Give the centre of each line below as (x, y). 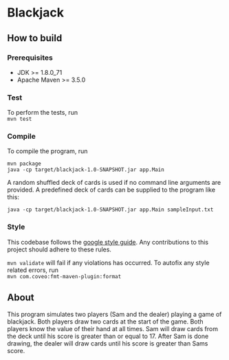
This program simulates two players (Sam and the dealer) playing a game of (115, 314)
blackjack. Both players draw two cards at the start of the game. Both (106, 322)
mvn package (24, 164)
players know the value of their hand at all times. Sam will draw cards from (113, 328)
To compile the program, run (47, 151)
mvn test (20, 119)
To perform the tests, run (42, 113)
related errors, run (33, 270)
